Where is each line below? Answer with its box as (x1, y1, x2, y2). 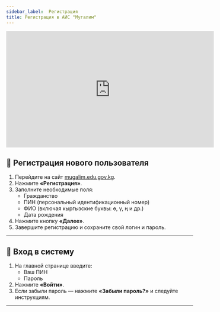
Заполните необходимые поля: (14, 186, 94, 193)
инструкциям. (14, 294, 50, 301)
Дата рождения (23, 211, 64, 218)
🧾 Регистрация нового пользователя (6, 157, 149, 168)
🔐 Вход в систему (6, 246, 75, 256)
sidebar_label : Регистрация (6, 8, 78, 15)
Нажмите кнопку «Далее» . (14, 217, 85, 225)
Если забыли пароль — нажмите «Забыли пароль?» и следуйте (14, 288, 178, 295)
